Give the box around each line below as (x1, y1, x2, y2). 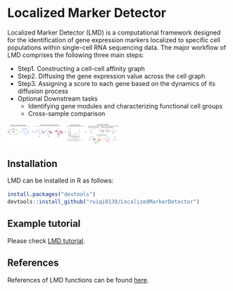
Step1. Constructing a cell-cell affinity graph (17, 64, 146, 73)
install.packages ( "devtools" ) (7, 191, 96, 198)
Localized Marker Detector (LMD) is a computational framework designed (7, 28, 221, 37)
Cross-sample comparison (27, 109, 106, 118)
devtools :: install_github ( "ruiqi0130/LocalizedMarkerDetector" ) (7, 199, 200, 206)
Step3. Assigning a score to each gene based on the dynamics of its (17, 79, 216, 87)
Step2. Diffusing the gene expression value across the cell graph (17, 72, 206, 80)
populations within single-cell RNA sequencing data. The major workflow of (7, 43, 227, 51)
